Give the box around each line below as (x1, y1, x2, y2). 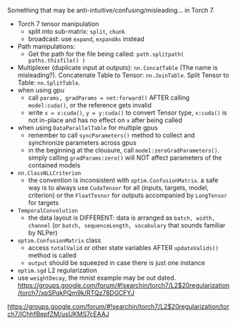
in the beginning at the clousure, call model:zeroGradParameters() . (28, 146, 220, 154)
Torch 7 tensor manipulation (17, 20, 99, 28)
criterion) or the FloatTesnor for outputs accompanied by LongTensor (28, 191, 228, 199)
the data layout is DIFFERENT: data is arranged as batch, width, (28, 213, 216, 222)
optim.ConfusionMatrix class (17, 236, 102, 244)
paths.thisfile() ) (28, 57, 86, 64)
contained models (28, 161, 81, 169)
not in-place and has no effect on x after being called (28, 116, 183, 124)
